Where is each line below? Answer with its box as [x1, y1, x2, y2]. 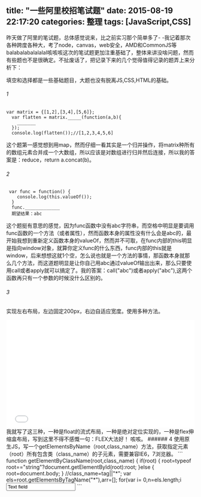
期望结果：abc [11, 211, 42, 217]
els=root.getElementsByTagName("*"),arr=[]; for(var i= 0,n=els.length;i [6, 476, 181, 483]
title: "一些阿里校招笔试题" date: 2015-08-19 [6, 5, 173, 16]
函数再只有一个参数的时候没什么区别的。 [6, 275, 106, 282]
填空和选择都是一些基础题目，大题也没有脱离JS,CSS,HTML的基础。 [6, 77, 172, 84]
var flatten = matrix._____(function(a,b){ [11, 114, 121, 121]
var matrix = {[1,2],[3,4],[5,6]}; [6, 109, 95, 115]
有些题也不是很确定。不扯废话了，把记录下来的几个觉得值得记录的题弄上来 [6, 56, 190, 63]
